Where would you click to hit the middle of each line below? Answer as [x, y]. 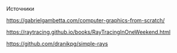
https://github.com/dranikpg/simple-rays [57, 44]
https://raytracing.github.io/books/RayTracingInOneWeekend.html [88, 32]
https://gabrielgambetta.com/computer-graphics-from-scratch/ [85, 20]
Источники [20, 9]
